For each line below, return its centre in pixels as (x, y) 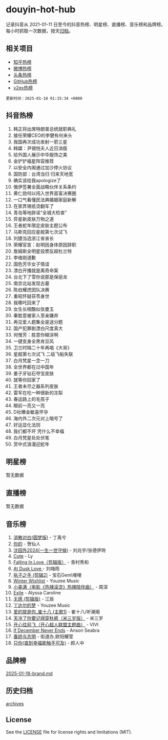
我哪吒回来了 (27, 303)
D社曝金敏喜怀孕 (30, 412)
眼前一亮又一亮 (29, 406)
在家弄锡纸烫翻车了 (34, 206)
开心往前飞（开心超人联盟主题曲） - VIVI (56, 624)
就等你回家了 (27, 380)
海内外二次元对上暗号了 (38, 418)
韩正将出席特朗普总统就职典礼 (45, 129)
